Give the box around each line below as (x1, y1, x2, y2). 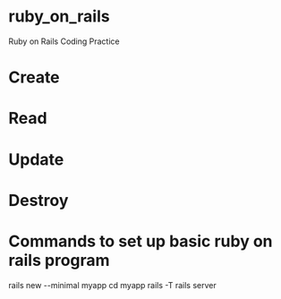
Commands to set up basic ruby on (8, 231, 274, 252)
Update (8, 149, 64, 169)
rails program (8, 250, 110, 270)
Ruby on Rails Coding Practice (8, 36, 120, 47)
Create (8, 67, 60, 88)
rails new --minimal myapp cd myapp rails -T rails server (8, 279, 217, 290)
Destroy (8, 190, 69, 210)
